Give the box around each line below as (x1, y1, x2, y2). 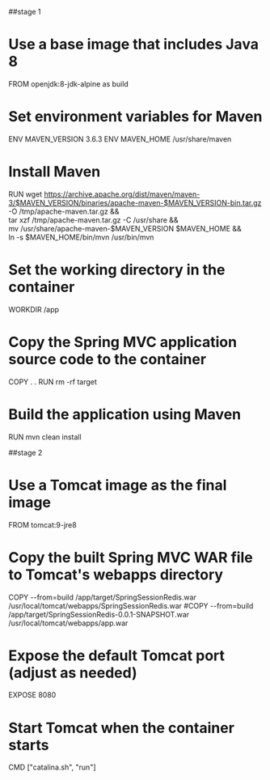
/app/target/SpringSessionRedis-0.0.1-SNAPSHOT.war (8, 609, 190, 619)
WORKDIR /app (8, 304, 59, 314)
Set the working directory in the (8, 261, 226, 278)
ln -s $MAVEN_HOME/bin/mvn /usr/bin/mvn (8, 232, 154, 242)
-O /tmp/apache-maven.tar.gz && (8, 206, 120, 216)
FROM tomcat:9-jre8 (8, 519, 77, 529)
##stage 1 (8, 7, 42, 16)
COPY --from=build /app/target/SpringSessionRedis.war (8, 592, 196, 602)
